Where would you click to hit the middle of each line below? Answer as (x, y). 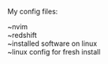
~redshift (22, 35)
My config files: (33, 11)
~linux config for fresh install (54, 52)
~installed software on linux (52, 43)
